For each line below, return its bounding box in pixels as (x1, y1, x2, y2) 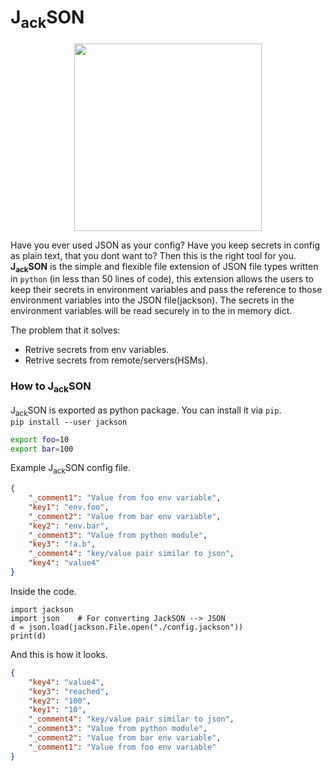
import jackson (10, 604, 74, 615)
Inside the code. (10, 585, 77, 597)
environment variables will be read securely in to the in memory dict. (10, 305, 293, 317)
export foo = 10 (10, 434, 70, 445)
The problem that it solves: (10, 324, 121, 336)
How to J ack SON (10, 379, 92, 395)
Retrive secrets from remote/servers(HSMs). (24, 354, 208, 366)
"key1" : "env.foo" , (28, 502, 110, 512)
